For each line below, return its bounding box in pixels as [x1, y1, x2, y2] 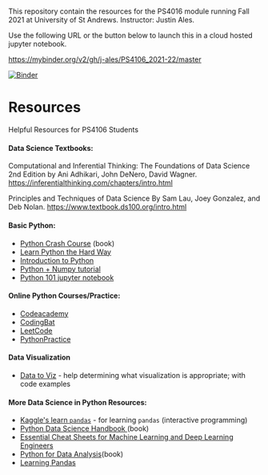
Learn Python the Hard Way [19, 247, 112, 257]
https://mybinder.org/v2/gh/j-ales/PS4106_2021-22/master [8, 55, 202, 64]
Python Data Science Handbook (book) [19, 424, 150, 433]
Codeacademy [19, 308, 69, 319]
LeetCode [19, 326, 53, 335]
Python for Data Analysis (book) [19, 449, 124, 459]
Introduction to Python [19, 255, 94, 265]
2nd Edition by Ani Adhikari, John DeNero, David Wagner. [8, 169, 198, 179]
